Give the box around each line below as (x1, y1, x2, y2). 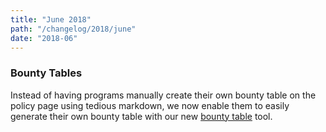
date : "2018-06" (10, 33, 78, 43)
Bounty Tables (10, 66, 83, 80)
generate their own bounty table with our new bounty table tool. (10, 110, 273, 122)
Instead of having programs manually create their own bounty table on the (10, 89, 317, 101)
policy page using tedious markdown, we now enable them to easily (10, 99, 290, 111)
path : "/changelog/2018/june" (10, 24, 137, 34)
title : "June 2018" (10, 14, 92, 25)
